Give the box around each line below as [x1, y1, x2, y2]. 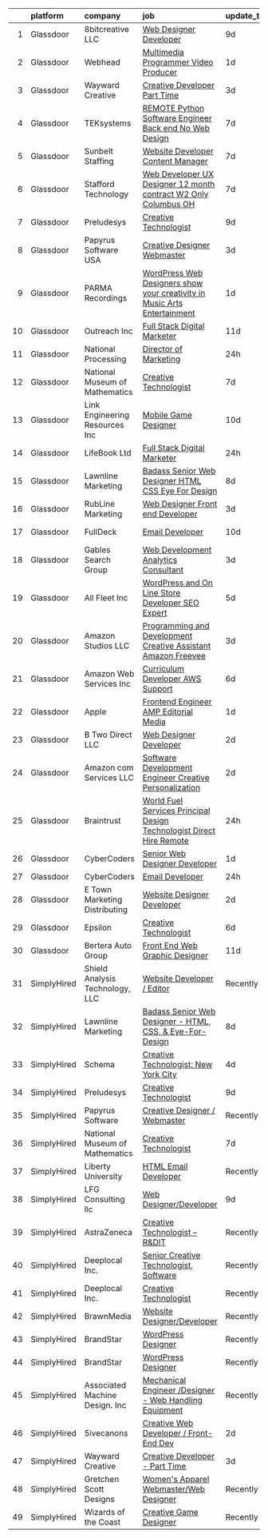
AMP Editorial [142, 707, 194, 717]
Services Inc [84, 679, 132, 689]
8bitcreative [84, 24, 129, 34]
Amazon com [84, 763, 134, 773]
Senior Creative [142, 1250, 201, 1261]
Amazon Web [84, 668, 135, 679]
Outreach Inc [84, 325, 133, 337]
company [84, 10, 121, 21]
